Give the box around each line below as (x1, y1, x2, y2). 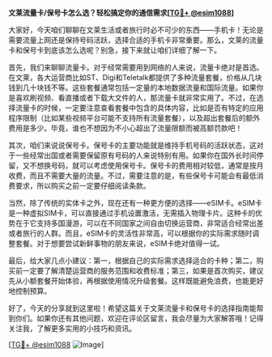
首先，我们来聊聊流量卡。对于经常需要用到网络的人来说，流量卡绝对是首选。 (8, 62, 264, 72)
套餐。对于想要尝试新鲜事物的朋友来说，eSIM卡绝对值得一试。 (15, 239, 224, 248)
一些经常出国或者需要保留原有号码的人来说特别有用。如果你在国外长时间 (15, 151, 257, 160)
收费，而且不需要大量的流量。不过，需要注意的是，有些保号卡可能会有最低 (8, 171, 257, 181)
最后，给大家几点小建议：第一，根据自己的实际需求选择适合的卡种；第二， (8, 256, 257, 266)
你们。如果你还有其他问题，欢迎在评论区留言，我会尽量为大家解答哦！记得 (15, 313, 264, 323)
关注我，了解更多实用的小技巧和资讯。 (8, 324, 136, 333)
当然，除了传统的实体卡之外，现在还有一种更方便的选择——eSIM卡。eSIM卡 (8, 198, 263, 207)
